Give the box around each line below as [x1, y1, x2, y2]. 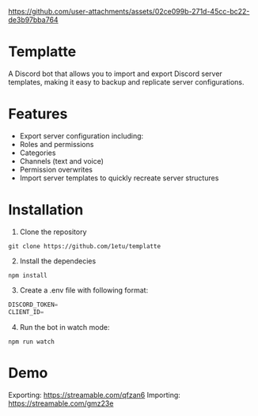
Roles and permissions [19, 139, 94, 149]
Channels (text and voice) [19, 156, 104, 165]
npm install [8, 271, 47, 279]
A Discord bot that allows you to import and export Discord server [8, 69, 223, 78]
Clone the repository [19, 227, 87, 236]
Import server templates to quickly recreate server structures [19, 173, 219, 183]
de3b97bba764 [8, 15, 59, 25]
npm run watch [8, 338, 55, 346]
